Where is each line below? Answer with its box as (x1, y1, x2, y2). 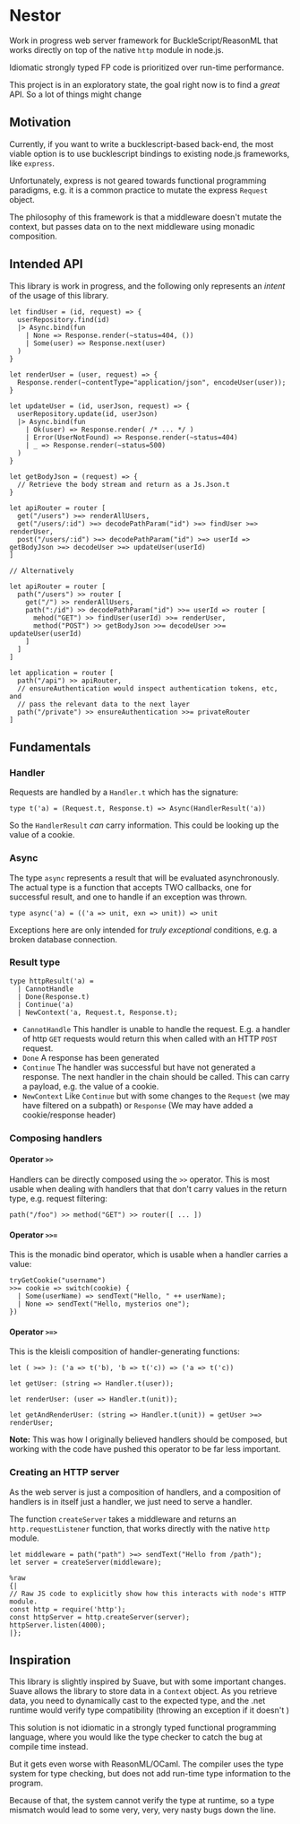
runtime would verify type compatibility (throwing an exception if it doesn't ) (9, 1705, 289, 1715)
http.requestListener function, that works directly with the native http (9, 1523, 270, 1533)
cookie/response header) (21, 1109, 116, 1120)
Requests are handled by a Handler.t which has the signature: (9, 786, 239, 798)
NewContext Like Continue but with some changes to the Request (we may (21, 1090, 290, 1101)
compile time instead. (9, 1741, 89, 1752)
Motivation (9, 115, 72, 130)
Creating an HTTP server (9, 1466, 120, 1479)
